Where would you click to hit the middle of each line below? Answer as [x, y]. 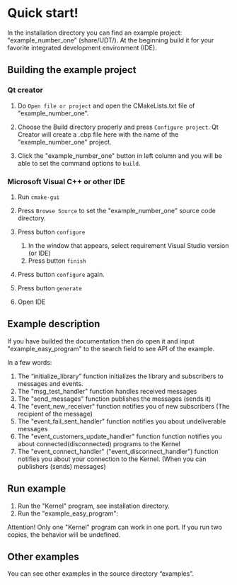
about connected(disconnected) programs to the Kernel [99, 443]
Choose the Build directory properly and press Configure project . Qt [118, 127]
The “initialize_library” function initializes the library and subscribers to [121, 376]
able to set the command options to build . [79, 163]
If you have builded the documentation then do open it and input [101, 341]
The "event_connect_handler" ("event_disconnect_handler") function [118, 451]
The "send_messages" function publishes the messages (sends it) [114, 399]
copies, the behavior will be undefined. [64, 534]
